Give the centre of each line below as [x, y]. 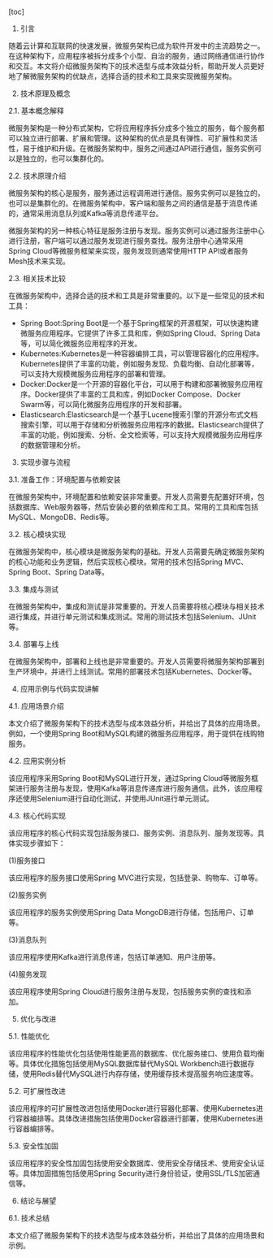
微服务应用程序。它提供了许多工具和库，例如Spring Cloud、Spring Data [140, 333]
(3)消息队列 [28, 939]
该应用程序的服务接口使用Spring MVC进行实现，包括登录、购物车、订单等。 [135, 878]
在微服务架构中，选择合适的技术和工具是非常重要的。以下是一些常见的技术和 [136, 295]
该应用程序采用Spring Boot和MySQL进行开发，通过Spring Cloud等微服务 [130, 778]
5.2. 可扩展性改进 [37, 1091]
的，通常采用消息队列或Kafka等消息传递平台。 [86, 213]
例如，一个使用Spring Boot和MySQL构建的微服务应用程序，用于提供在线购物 [136, 733]
